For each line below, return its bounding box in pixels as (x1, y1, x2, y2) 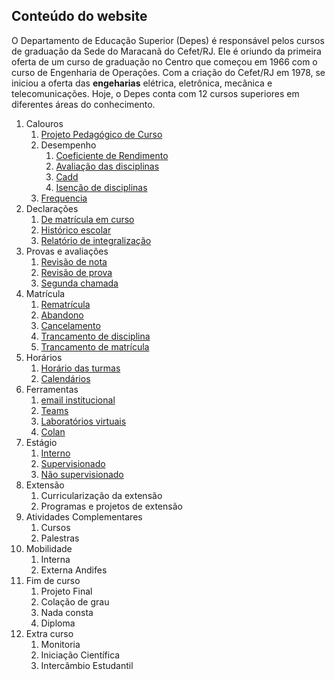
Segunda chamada (40, 277, 119, 289)
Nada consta (40, 606, 94, 618)
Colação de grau (40, 595, 110, 608)
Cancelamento (40, 319, 101, 331)
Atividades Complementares (25, 510, 143, 523)
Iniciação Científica (40, 649, 121, 661)
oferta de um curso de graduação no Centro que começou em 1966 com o (11, 55, 318, 68)
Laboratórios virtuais (40, 415, 127, 427)
